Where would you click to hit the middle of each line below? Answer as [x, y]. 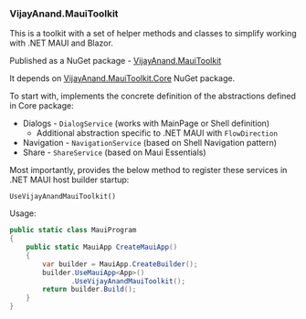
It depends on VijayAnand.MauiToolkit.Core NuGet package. [122, 78]
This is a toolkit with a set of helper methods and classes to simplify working [153, 34]
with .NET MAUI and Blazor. [62, 43]
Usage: [23, 213]
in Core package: [42, 106]
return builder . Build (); [90, 290]
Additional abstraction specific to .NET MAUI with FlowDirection [157, 133]
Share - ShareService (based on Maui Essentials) [115, 152]
